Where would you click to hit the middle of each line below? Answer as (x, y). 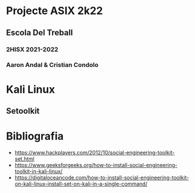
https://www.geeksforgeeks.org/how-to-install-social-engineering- (96, 165)
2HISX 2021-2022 (32, 49)
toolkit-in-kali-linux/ (38, 171)
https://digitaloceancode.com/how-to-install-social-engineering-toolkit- (102, 177)
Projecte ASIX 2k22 (55, 11)
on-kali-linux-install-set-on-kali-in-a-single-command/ (81, 184)
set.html (24, 159)
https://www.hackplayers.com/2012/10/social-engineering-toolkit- (95, 152)
